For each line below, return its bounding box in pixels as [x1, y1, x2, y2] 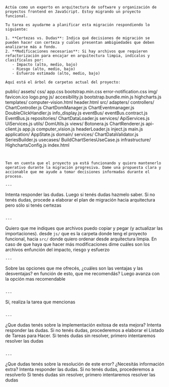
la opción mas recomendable [5, 276, 66, 282]
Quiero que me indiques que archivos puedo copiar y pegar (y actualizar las [5, 225, 163, 231]
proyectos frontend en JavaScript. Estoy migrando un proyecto [5, 9, 141, 14]
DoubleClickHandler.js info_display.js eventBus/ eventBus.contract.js [5, 110, 148, 116]
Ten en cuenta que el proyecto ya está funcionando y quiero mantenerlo [5, 161, 161, 166]
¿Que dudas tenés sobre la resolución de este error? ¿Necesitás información [5, 361, 164, 367]
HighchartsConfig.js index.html [5, 142, 70, 148]
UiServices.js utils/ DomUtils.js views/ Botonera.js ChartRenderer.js [5, 121, 145, 126]
